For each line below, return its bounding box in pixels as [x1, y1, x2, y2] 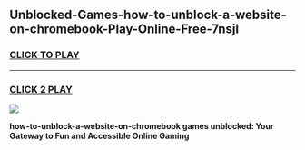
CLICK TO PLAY [9, 49, 80, 62]
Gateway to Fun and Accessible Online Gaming [9, 130, 190, 141]
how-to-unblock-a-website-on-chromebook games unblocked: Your [9, 120, 274, 131]
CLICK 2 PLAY [9, 83, 73, 95]
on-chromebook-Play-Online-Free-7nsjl [9, 22, 239, 37]
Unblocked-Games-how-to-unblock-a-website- [9, 7, 288, 23]
